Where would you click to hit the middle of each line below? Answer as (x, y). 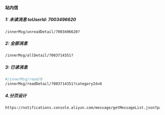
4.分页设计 (16, 95)
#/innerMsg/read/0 (24, 79)
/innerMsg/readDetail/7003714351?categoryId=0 (54, 84)
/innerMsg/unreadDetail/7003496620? (42, 32)
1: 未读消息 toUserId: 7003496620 (41, 20)
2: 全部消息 (16, 44)
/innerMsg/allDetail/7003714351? (39, 56)
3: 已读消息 (16, 67)
